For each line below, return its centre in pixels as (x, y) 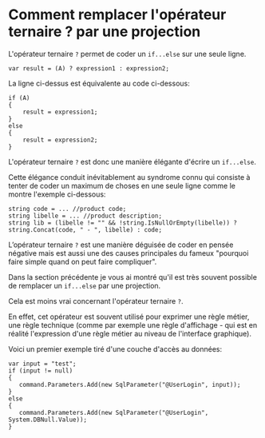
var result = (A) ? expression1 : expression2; (89, 68)
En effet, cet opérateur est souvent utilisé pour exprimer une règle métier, (129, 317)
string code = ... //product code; (67, 209)
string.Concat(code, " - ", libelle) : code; (85, 229)
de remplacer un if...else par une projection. (85, 285)
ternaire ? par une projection (105, 32)
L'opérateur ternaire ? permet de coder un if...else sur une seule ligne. (127, 54)
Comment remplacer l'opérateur (117, 15)
